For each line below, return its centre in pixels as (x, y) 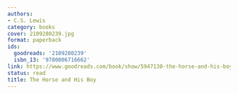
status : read (27, 73)
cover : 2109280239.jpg (41, 34)
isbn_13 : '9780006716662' (52, 60)
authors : (20, 14)
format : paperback (34, 40)
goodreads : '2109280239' (50, 54)
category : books (31, 27)
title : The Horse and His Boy (52, 80)
